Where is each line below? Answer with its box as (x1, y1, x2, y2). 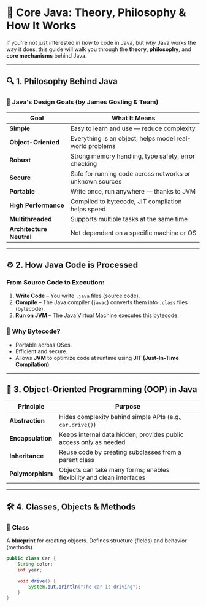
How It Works (6, 18, 77, 33)
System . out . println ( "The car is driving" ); (28, 584, 141, 590)
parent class (59, 456, 95, 464)
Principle (18, 402, 45, 411)
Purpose (115, 402, 141, 411)
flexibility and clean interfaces (59, 473, 146, 482)
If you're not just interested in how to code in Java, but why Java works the (6, 39, 196, 46)
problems (88, 141, 116, 150)
